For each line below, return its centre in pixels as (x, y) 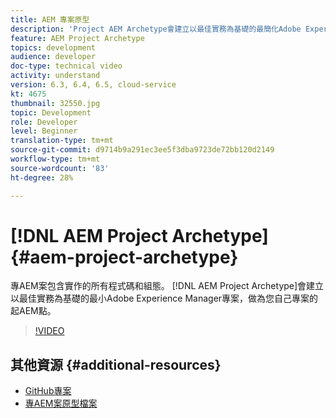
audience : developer (53, 57)
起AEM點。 (33, 311)
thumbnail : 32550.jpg (55, 103)
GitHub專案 (48, 391)
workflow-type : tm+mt (55, 159)
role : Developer (44, 122)
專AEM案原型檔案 (61, 403)
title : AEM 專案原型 (50, 19)
